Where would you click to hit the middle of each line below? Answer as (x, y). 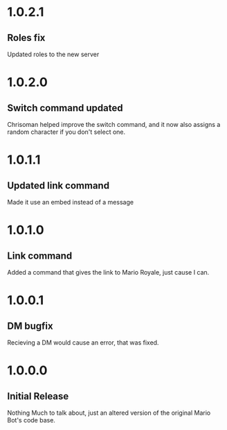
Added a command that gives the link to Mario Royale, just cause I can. (108, 272)
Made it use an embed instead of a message (70, 202)
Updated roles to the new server (53, 54)
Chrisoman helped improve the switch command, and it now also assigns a (114, 124)
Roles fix (26, 38)
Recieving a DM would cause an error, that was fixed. (83, 343)
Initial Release (38, 396)
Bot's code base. (31, 420)
